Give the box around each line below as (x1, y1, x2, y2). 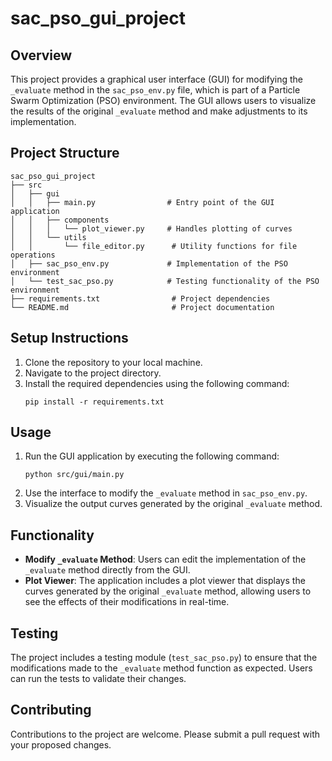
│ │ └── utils (10, 232, 87, 242)
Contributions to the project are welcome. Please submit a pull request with (10, 728, 321, 740)
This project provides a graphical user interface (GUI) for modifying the (10, 73, 303, 85)
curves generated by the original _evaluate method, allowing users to (24, 585, 312, 597)
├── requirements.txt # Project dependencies (10, 293, 271, 304)
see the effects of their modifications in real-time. (24, 596, 230, 608)
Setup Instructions (10, 330, 129, 347)
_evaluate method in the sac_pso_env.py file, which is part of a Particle (10, 84, 301, 96)
